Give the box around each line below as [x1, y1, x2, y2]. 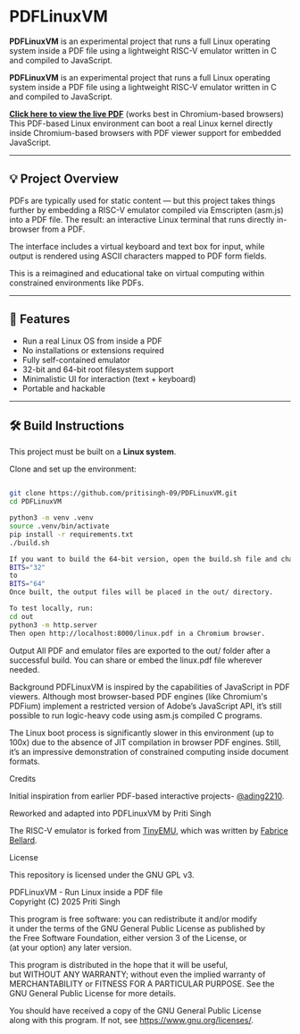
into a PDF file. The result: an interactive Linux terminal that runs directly [9, 214, 275, 225]
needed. [9, 664, 40, 674]
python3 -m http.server [9, 620, 98, 630]
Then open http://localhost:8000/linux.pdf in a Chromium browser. [9, 629, 266, 638]
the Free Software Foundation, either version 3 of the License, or [9, 932, 247, 943]
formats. [9, 756, 40, 767]
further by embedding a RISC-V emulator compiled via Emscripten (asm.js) [9, 204, 284, 216]
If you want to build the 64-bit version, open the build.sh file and [9, 555, 278, 564]
